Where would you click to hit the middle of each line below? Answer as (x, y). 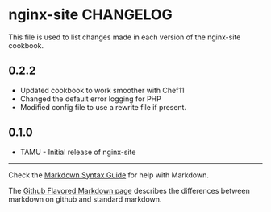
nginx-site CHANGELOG (90, 15)
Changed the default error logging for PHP (90, 99)
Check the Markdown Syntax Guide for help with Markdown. (109, 175)
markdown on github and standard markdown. (85, 199)
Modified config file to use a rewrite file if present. (103, 107)
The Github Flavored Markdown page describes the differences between (129, 190)
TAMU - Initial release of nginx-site (78, 152)
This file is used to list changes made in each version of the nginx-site (125, 37)
